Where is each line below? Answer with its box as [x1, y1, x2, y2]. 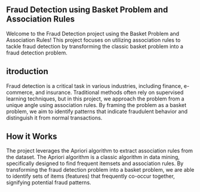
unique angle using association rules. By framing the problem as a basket [6, 101, 187, 108]
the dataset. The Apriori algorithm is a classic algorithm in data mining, [6, 154, 180, 161]
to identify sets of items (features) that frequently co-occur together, [6, 173, 175, 180]
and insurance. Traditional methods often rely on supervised [35, 89, 184, 96]
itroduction [6, 66, 49, 77]
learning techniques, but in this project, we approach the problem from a [6, 95, 184, 102]
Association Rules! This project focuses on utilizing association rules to [6, 36, 181, 44]
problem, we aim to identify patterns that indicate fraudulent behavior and [6, 108, 188, 115]
